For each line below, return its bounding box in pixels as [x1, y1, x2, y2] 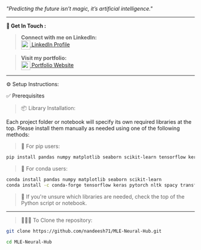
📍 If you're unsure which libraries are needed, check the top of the [20, 193, 185, 200]
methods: [6, 131, 30, 138]
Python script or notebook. [20, 199, 87, 206]
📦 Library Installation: [20, 105, 76, 111]
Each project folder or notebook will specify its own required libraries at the [6, 118, 192, 125]
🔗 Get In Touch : [6, 22, 47, 29]
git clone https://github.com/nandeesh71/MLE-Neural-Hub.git [6, 228, 162, 234]
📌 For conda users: [20, 164, 68, 172]
